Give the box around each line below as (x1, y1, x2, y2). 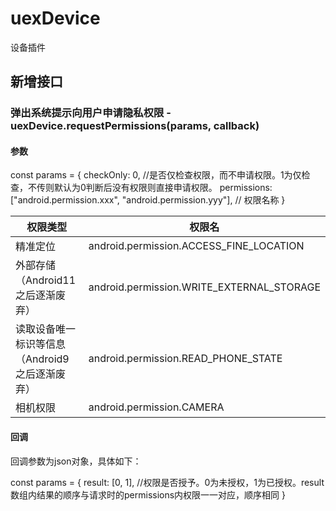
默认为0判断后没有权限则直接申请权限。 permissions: (53, 182, 273, 194)
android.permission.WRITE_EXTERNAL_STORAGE (88, 280, 321, 294)
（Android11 (15, 273, 77, 287)
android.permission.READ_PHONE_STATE (88, 352, 283, 366)
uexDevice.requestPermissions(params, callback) (10, 119, 260, 133)
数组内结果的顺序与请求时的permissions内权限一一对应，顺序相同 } (10, 488, 287, 501)
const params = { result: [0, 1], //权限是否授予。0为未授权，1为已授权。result (10, 476, 325, 488)
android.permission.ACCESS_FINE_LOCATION (88, 239, 305, 253)
